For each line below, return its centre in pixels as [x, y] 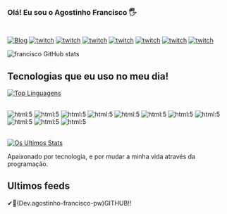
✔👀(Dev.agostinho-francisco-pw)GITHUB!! [69, 203]
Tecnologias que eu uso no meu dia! [88, 76]
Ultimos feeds [39, 186]
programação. [28, 164]
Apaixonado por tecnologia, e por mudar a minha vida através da [102, 156]
